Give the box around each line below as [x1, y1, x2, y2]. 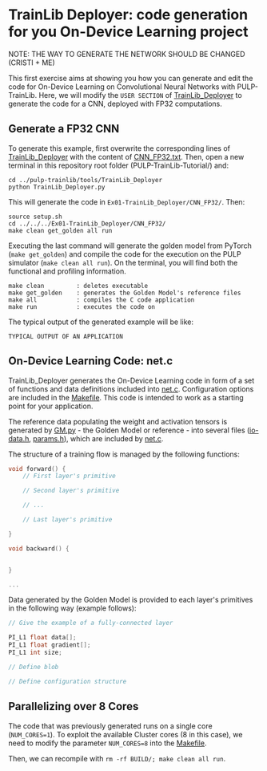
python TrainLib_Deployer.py [8, 183, 106, 191]
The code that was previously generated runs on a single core [8, 720, 213, 731]
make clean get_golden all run [8, 226, 113, 234]
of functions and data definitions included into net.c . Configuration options [8, 383, 254, 394]
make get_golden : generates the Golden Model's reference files [8, 289, 241, 297]
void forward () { [8, 465, 66, 473]
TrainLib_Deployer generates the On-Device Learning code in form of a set [8, 375, 255, 385]
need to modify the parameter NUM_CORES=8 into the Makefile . [8, 738, 207, 748]
